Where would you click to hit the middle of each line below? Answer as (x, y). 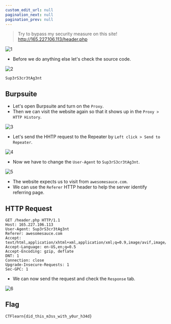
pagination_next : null (29, 15)
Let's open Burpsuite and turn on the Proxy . (58, 106)
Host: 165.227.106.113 (29, 225)
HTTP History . (27, 117)
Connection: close (25, 260)
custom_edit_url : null (29, 10)
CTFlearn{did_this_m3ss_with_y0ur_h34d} (49, 316)
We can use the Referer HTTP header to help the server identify (80, 187)
